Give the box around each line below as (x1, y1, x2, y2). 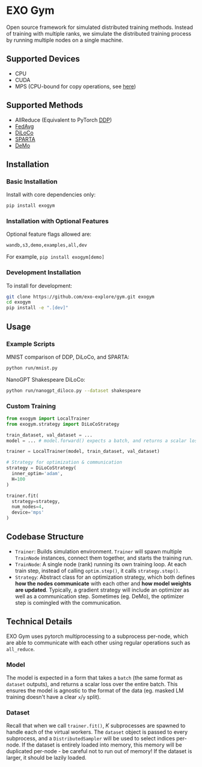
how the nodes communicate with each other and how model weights (14, 579, 192, 587)
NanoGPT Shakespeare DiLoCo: (6, 376, 85, 383)
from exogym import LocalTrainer (6, 415, 90, 421)
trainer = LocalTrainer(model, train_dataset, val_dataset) (6, 449, 161, 455)
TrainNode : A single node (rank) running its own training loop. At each (14, 560, 187, 567)
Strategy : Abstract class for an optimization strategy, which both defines (14, 573, 195, 581)
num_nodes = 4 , (11, 504, 44, 510)
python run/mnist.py (6, 365, 58, 371)
